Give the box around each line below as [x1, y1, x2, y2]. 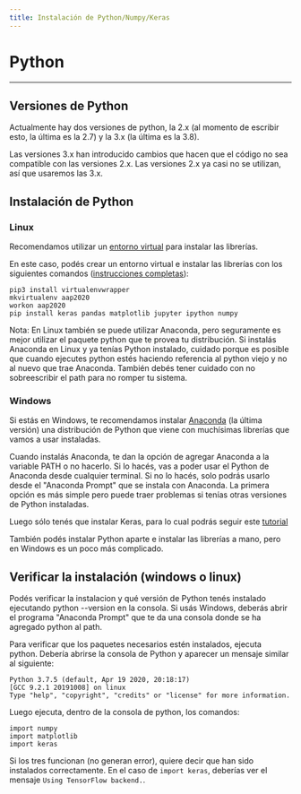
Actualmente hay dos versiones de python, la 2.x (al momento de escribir [9, 122, 279, 133]
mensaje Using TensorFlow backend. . [9, 774, 146, 785]
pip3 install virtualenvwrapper [9, 286, 130, 295]
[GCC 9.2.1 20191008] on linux [9, 683, 126, 693]
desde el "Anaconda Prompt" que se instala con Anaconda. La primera [9, 480, 271, 491]
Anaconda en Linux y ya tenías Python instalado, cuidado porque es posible [9, 344, 289, 355]
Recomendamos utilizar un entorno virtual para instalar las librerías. [9, 241, 258, 252]
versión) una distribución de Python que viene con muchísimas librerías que [9, 425, 289, 436]
